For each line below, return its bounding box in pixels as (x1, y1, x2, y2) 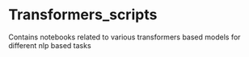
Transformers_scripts (8, 6, 158, 24)
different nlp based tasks (8, 40, 91, 50)
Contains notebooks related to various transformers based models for (8, 32, 241, 42)
